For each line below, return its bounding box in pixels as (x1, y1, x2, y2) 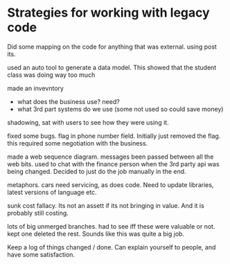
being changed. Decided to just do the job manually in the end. (7, 167, 186, 175)
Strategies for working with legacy (7, 5, 210, 21)
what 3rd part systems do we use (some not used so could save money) (17, 105, 224, 113)
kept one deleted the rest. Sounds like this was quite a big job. (7, 229, 185, 238)
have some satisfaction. (7, 250, 75, 258)
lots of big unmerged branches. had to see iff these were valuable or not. (7, 222, 215, 230)
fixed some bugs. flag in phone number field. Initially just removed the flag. (7, 132, 221, 140)
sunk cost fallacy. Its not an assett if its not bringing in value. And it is (7, 201, 204, 209)
